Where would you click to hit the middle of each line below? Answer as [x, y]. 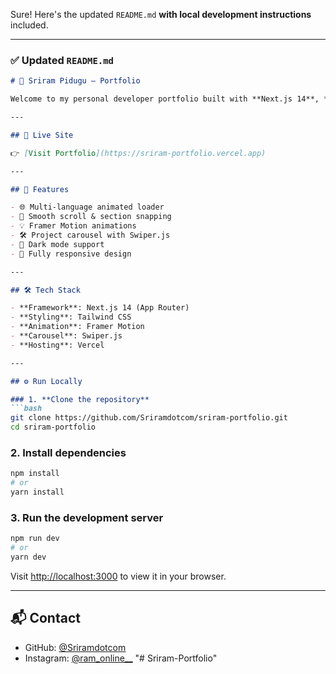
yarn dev [28, 557]
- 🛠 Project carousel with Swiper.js [90, 235]
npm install [35, 474]
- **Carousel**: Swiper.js [66, 336]
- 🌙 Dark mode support [57, 244]
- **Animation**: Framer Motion [77, 327]
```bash [26, 409]
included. [29, 25]
